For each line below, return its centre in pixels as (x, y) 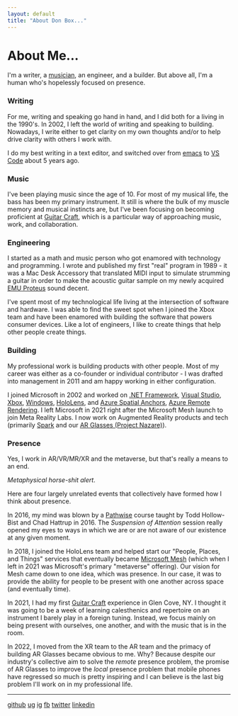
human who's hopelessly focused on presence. (76, 83)
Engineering (29, 242)
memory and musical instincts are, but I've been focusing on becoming (111, 209)
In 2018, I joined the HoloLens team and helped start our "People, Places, (114, 551)
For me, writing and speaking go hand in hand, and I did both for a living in (116, 116)
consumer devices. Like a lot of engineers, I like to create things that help (114, 325)
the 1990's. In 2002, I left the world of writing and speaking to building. (110, 124)
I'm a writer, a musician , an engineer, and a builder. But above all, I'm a (110, 75)
